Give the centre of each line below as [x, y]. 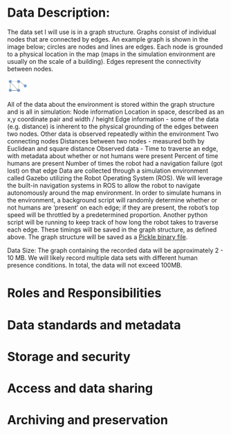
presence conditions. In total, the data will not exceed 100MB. [95, 266]
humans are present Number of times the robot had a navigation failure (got [115, 164]
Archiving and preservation [87, 420]
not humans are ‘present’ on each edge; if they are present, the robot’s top [113, 208]
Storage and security [69, 357]
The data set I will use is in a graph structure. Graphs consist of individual [112, 32]
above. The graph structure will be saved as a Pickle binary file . [98, 237]
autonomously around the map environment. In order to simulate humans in [114, 193]
